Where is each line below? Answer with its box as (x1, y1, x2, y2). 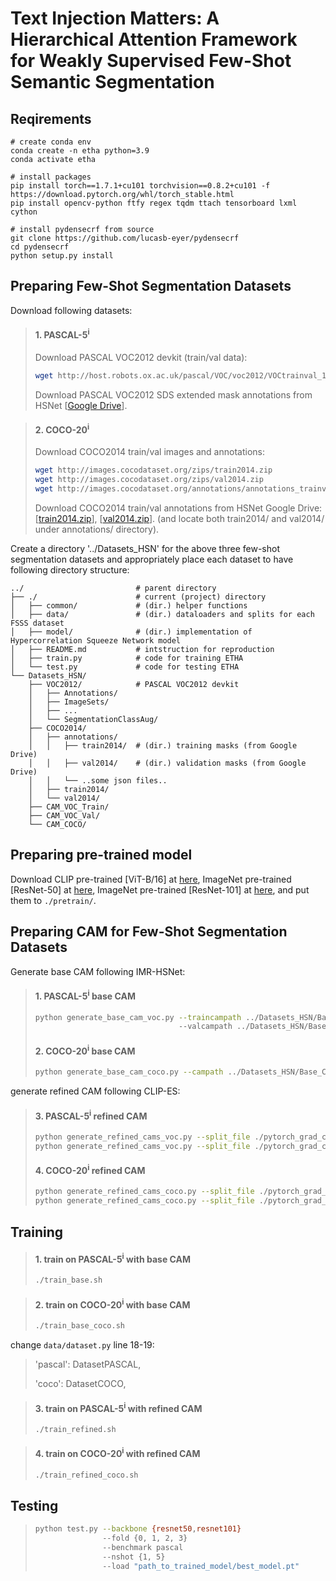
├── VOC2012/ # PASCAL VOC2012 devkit (28, 680, 240, 690)
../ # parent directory (10, 583, 217, 594)
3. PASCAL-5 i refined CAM (34, 1108, 148, 1122)
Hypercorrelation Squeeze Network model (10, 636, 182, 646)
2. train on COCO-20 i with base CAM (34, 1297, 191, 1311)
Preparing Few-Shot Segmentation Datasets (10, 278, 292, 295)
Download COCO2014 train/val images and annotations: (34, 446, 265, 458)
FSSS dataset (10, 618, 65, 629)
